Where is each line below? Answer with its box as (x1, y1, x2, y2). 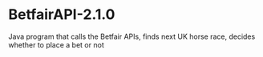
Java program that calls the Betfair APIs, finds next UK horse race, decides (8, 32, 256, 41)
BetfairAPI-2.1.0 (8, 6, 115, 24)
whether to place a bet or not (8, 40, 104, 49)
